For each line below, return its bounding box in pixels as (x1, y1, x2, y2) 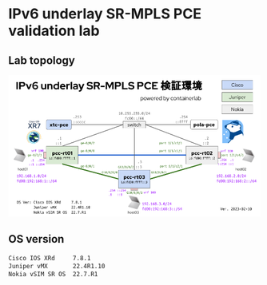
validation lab (8, 22, 100, 40)
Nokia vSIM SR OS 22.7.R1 (8, 271, 98, 279)
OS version (8, 232, 65, 246)
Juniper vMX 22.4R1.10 (8, 263, 106, 271)
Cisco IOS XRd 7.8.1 (8, 255, 91, 263)
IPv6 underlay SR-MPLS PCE (8, 5, 202, 23)
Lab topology (8, 53, 76, 67)
